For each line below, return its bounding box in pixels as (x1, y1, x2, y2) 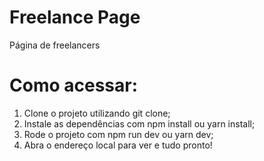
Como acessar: (9, 74, 139, 97)
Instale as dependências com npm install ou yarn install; (23, 117, 256, 130)
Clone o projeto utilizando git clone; (23, 107, 171, 119)
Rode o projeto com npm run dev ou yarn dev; (23, 128, 214, 140)
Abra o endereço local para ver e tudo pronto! (23, 139, 213, 151)
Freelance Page (9, 6, 141, 29)
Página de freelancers (9, 39, 101, 51)
